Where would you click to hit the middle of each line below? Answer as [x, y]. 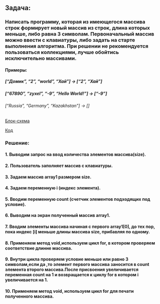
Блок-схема [18, 121]
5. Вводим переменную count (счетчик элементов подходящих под [78, 199]
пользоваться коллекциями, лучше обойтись [62, 52]
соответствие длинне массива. [39, 248]
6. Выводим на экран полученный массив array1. [58, 215]
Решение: [17, 143]
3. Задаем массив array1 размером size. [48, 177]
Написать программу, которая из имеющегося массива [75, 22]
